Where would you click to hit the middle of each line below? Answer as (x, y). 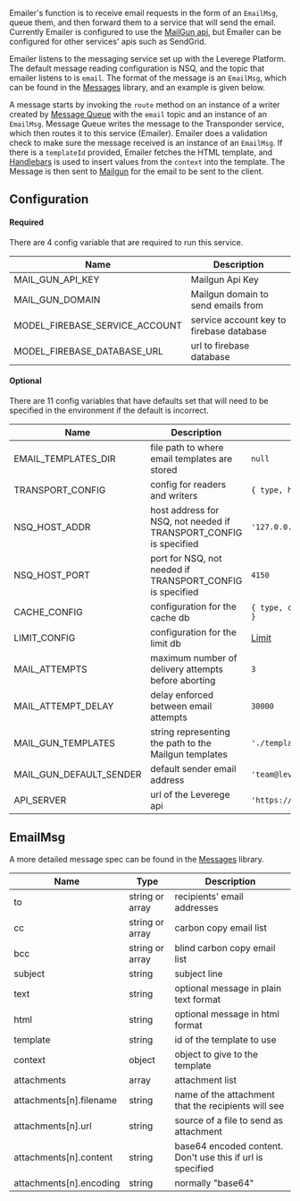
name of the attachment (225, 1094)
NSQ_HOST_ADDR (52, 527)
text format (198, 999)
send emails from (227, 305)
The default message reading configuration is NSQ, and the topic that (137, 68)
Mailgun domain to (230, 294)
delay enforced (182, 695)
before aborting (183, 680)
